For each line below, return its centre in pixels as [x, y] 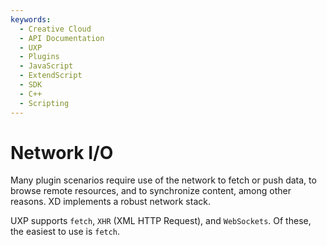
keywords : [31, 19]
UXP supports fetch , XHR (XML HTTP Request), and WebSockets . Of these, [161, 221]
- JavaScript [46, 66]
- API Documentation [62, 38]
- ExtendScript [51, 76]
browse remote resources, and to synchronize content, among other [151, 191]
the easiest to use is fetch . [65, 232]
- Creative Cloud [55, 29]
